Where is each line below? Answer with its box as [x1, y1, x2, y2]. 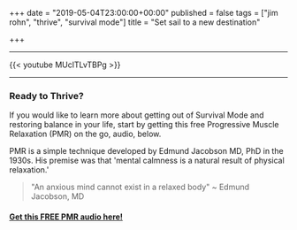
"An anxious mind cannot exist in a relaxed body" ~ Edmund [30, 181, 250, 193]
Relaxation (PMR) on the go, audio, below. [9, 128, 162, 140]
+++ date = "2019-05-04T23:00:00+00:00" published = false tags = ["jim [9, 8, 278, 18]
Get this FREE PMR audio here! [9, 211, 124, 222]
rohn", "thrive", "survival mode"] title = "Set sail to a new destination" [9, 17, 261, 27]
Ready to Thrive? [9, 89, 84, 102]
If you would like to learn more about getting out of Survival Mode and [9, 110, 264, 120]
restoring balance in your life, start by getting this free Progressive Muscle [9, 119, 280, 130]
